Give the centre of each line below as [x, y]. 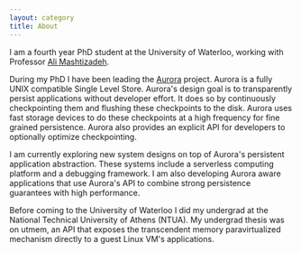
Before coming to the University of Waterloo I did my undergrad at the [139, 210]
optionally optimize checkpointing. [73, 136]
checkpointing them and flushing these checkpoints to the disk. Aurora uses [151, 108]
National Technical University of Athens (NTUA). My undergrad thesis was [147, 220]
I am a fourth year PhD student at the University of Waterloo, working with [146, 52]
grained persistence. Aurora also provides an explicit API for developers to [147, 126]
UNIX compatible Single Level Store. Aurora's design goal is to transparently [151, 89]
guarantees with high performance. [75, 192]
